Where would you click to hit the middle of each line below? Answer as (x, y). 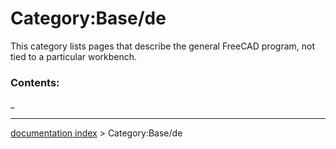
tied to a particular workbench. (74, 56)
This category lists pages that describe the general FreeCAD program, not (162, 46)
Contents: (35, 82)
